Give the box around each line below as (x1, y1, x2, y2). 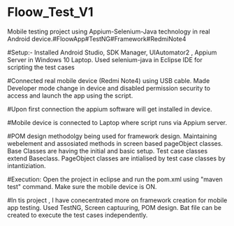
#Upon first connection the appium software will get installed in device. (7, 105, 212, 113)
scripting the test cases (7, 63, 75, 71)
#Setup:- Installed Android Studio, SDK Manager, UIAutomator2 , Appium (7, 48, 217, 56)
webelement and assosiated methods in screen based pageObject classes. (7, 139, 224, 147)
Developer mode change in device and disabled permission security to (7, 84, 211, 92)
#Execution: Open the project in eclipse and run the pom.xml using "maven (7, 175, 224, 183)
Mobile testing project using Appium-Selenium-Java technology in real (7, 27, 211, 36)
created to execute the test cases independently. (7, 211, 148, 219)
